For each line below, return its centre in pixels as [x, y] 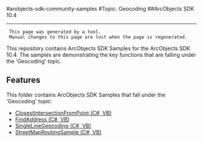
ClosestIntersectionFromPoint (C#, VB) [63, 113]
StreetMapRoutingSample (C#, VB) [58, 132]
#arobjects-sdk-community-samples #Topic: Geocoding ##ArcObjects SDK [100, 9]
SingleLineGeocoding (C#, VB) [53, 126]
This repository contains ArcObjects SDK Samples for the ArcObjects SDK [98, 48]
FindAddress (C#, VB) [42, 119]
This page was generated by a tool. [55, 32]
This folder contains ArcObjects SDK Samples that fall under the [86, 95]
